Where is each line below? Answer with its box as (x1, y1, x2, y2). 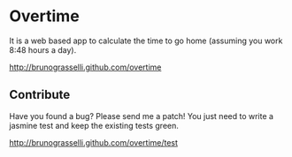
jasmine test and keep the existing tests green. (9, 120, 180, 131)
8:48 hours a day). (9, 44, 77, 55)
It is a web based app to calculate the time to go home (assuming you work (9, 35, 283, 46)
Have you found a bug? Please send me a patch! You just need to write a (9, 110, 274, 121)
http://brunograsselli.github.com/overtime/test (9, 137, 179, 147)
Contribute (9, 87, 71, 102)
